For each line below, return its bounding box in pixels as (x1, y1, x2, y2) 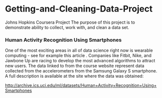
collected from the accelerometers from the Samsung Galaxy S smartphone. (5, 68, 158, 74)
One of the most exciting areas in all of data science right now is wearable (5, 47, 153, 54)
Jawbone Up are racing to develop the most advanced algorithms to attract (5, 58, 155, 64)
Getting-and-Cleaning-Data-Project (5, 3, 153, 14)
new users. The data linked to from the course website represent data (5, 63, 145, 69)
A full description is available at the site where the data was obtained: (5, 73, 144, 79)
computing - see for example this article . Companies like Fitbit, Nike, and (5, 53, 152, 58)
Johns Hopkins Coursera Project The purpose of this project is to (5, 19, 135, 25)
